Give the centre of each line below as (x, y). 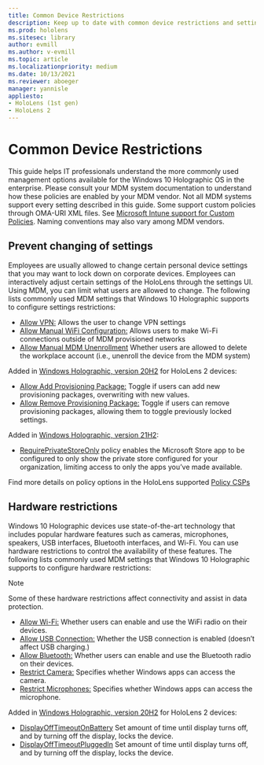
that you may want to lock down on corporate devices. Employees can (122, 273)
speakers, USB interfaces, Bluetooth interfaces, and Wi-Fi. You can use (123, 542)
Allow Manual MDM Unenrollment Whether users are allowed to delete (133, 347)
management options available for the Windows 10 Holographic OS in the (126, 179)
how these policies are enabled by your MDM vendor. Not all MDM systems (130, 196)
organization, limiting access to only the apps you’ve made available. (131, 467)
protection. (26, 606)
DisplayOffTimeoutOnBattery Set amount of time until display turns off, (134, 727)
